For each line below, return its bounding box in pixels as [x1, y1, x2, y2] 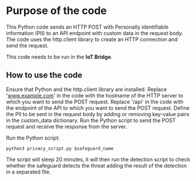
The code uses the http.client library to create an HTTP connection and [6, 36, 178, 43]
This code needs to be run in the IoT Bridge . [6, 53, 113, 60]
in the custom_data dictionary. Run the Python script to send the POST [6, 117, 176, 124]
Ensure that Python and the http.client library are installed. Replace [6, 86, 167, 93]
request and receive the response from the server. [6, 123, 128, 130]
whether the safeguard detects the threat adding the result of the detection [6, 162, 187, 169]
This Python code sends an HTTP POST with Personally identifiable [6, 23, 169, 30]
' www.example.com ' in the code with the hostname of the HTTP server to [6, 92, 184, 99]
